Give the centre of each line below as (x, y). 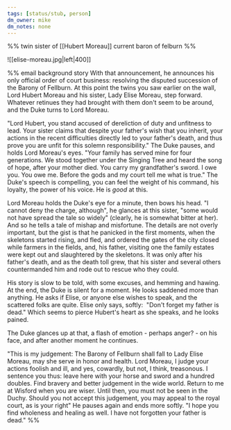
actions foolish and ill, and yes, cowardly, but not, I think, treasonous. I (108, 369)
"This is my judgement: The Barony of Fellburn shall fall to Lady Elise (105, 354)
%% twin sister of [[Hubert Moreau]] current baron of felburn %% (102, 46)
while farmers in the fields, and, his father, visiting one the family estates (111, 248)
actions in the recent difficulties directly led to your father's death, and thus (115, 138)
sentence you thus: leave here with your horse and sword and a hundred (111, 376)
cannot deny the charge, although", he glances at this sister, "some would (113, 210)
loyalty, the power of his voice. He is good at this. (78, 190)
